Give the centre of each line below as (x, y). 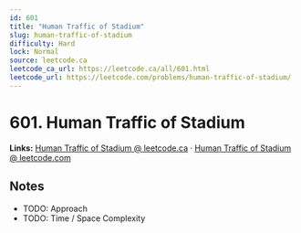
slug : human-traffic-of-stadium (71, 35)
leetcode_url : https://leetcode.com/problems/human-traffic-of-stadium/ (150, 78)
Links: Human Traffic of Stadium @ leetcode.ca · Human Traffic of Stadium (150, 148)
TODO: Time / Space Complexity (84, 218)
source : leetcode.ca (49, 60)
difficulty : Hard (42, 43)
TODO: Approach (55, 208)
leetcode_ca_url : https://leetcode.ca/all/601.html (109, 69)
